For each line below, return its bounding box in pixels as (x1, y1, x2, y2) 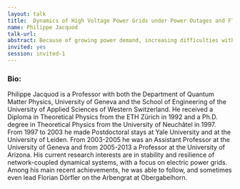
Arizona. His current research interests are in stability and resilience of (7, 150, 215, 159)
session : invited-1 (7, 51, 66, 58)
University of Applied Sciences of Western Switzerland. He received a (7, 105, 214, 114)
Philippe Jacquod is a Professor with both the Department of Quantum (7, 90, 214, 98)
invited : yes (7, 44, 46, 51)
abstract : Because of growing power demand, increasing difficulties (7, 37, 219, 44)
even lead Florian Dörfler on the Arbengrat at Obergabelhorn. (7, 173, 188, 182)
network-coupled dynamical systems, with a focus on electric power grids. (7, 158, 228, 167)
